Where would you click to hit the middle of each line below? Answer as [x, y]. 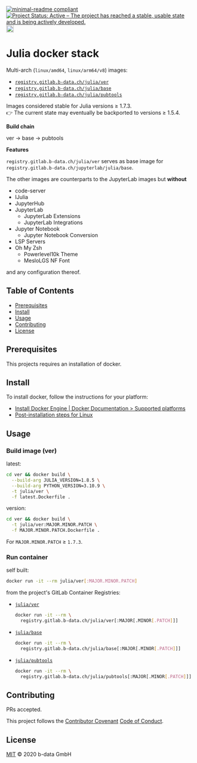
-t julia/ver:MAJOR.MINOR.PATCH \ [54, 525]
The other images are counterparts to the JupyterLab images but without [96, 179]
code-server [30, 191]
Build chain [20, 126]
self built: [18, 570]
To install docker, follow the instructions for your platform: [77, 397]
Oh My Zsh [28, 247]
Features [17, 149]
